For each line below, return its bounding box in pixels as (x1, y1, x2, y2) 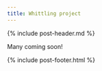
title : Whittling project (7, 10, 81, 17)
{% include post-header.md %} (7, 29, 95, 37)
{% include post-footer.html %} (7, 56, 96, 64)
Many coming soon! (7, 42, 63, 50)
